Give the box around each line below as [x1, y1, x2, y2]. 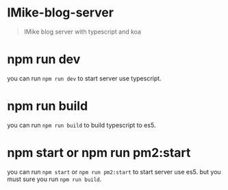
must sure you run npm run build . [7, 175, 102, 183]
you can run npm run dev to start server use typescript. [7, 74, 162, 82]
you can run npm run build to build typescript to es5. [7, 121, 156, 129]
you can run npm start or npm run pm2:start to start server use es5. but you [7, 167, 221, 176]
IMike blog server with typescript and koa [23, 27, 142, 36]
